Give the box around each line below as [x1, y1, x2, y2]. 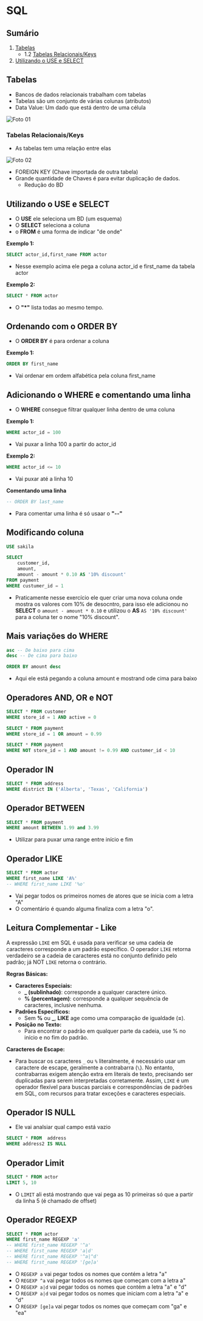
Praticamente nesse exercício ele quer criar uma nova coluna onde [15, 593, 183, 601]
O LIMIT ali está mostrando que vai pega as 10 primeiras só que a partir [15, 1191, 193, 1198]
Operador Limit [6, 1158, 65, 1168]
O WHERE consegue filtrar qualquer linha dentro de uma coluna [15, 406, 175, 413]
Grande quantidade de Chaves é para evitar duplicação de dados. [15, 175, 181, 182]
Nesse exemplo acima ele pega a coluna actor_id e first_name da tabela [15, 263, 196, 270]
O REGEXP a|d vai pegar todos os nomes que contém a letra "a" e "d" [15, 1283, 187, 1291]
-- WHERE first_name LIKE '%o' [6, 881, 86, 887]
